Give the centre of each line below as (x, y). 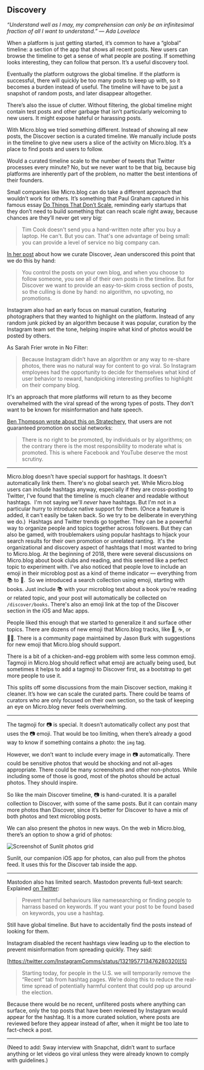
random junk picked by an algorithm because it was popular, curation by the (101, 323)
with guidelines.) (28, 1060)
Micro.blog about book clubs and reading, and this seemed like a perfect (97, 560)
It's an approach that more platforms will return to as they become (89, 396)
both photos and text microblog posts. (54, 816)
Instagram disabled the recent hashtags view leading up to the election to (98, 943)
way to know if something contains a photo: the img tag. (76, 742)
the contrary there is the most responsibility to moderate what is (102, 446)
